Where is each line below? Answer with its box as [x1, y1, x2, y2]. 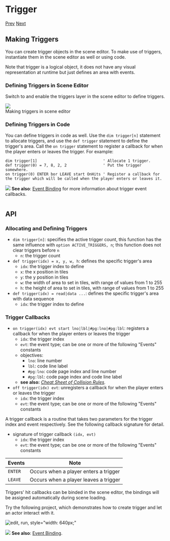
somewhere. [5, 167, 28, 173]
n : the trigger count [20, 253, 61, 259]
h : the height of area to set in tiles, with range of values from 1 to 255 [20, 285, 164, 291]
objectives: [20, 352, 44, 358]
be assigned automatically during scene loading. [5, 495, 107, 501]
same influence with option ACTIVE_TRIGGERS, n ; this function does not [12, 242, 161, 248]
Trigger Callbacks [5, 314, 50, 321]
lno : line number [27, 358, 62, 364]
